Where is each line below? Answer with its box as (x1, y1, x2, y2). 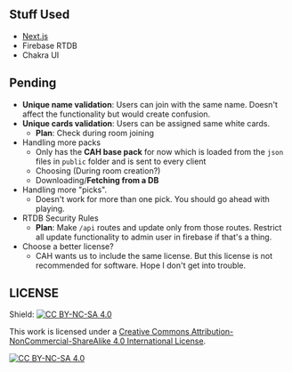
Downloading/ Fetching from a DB (35, 174, 159, 185)
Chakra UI (21, 49, 60, 61)
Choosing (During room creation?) (35, 165, 161, 176)
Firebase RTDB (21, 40, 78, 51)
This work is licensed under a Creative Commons (9, 327, 190, 337)
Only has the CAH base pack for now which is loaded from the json (35, 146, 284, 157)
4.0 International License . (112, 336, 207, 346)
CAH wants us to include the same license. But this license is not (35, 250, 273, 261)
